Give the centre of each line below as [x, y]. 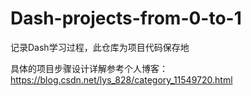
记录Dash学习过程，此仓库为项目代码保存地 [100, 47]
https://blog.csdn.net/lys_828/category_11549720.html [121, 79]
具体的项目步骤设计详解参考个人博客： [89, 68]
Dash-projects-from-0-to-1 [126, 18]
